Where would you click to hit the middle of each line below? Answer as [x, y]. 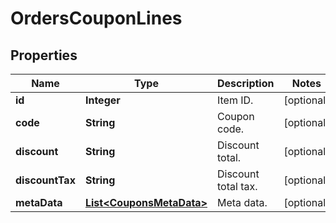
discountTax [45, 180]
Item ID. [235, 100]
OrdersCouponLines [96, 18]
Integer [102, 100]
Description [246, 83]
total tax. [237, 186]
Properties [44, 55]
